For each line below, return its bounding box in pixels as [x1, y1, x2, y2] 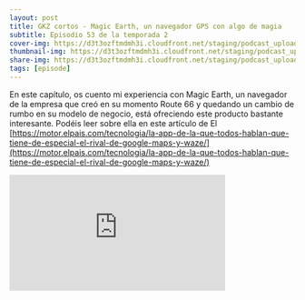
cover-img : [9, 38, 51, 48]
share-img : [9, 55, 51, 65]
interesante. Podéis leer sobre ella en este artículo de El [9, 117, 218, 128]
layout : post [9, 13, 59, 23]
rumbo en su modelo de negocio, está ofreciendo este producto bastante [9, 108, 284, 119]
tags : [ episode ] [9, 65, 71, 74]
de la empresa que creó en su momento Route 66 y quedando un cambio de [9, 98, 295, 109]
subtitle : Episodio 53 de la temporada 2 [9, 30, 169, 39]
